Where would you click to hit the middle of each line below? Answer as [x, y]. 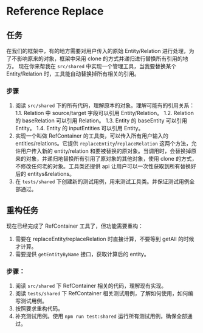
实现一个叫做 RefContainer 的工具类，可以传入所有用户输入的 [92, 136]
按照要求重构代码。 [39, 309]
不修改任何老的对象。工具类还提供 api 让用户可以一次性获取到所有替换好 [105, 166]
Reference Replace [55, 11]
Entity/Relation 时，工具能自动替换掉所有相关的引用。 [73, 74]
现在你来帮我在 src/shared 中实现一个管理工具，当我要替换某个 [97, 66]
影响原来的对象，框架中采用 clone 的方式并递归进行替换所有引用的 [100, 58]
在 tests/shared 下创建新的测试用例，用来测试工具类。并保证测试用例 [102, 181]
